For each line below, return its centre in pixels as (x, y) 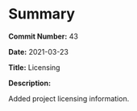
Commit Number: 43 (44, 36)
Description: (29, 83)
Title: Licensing (34, 67)
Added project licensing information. (69, 98)
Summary (42, 14)
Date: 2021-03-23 (38, 51)
